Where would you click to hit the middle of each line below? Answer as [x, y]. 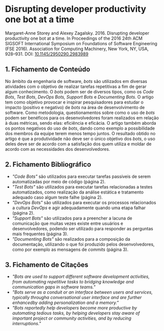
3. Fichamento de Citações [47, 264]
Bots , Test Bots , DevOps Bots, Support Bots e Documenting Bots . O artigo [80, 97]
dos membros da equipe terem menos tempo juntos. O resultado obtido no [80, 133]
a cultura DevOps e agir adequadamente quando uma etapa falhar [79, 208]
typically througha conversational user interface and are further [77, 298]
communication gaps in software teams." [54, 287]
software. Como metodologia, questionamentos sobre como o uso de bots [80, 112]
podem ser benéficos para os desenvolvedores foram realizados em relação [82, 118]
